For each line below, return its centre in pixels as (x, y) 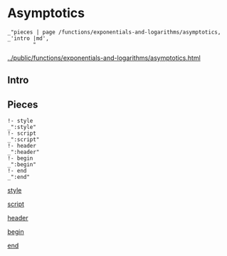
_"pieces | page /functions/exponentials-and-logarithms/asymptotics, (114, 32)
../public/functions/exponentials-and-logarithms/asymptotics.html (104, 58)
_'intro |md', (28, 38)
